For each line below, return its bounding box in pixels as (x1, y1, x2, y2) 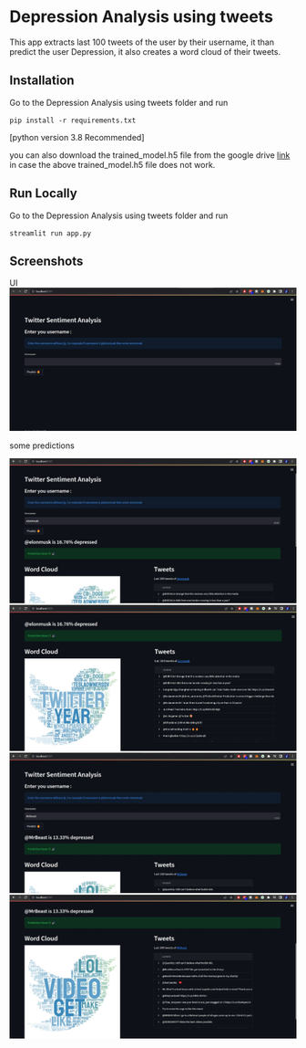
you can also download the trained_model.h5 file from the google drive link (9, 149, 291, 161)
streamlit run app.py (9, 228, 92, 238)
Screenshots (9, 253, 84, 268)
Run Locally (9, 185, 77, 202)
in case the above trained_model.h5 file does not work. (9, 159, 216, 170)
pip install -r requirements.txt (9, 116, 137, 125)
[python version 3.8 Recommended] (9, 131, 145, 142)
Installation (9, 73, 75, 89)
